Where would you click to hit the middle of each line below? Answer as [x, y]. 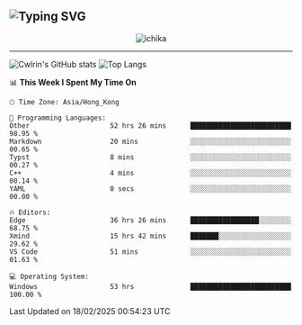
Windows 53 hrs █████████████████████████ [151, 286]
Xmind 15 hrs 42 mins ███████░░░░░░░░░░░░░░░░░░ [151, 236]
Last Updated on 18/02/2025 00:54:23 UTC [90, 311]
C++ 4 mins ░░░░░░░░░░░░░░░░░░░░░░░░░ [151, 173]
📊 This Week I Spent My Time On [73, 82]
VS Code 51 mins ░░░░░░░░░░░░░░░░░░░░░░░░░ [151, 252]
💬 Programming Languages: [58, 118]
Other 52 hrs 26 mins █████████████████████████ [151, 126]
